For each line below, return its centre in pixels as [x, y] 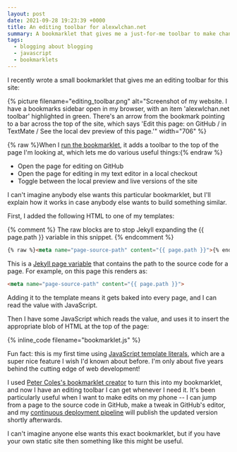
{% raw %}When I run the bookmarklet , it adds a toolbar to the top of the [113, 145]
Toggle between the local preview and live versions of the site [107, 181]
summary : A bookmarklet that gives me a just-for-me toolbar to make [112, 34]
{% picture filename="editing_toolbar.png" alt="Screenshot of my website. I [117, 101]
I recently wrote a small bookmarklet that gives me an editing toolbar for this [118, 80]
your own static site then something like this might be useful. [96, 441]
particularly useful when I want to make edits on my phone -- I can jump [112, 397]
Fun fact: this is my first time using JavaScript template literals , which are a [116, 353]
